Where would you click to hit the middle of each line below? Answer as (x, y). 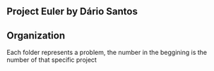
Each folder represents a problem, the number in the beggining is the (107, 53)
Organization (36, 35)
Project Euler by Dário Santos (72, 12)
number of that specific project (52, 60)
